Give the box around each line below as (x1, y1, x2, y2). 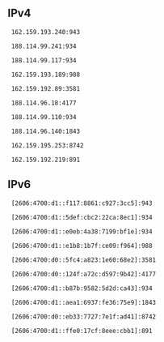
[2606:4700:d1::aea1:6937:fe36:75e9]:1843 (11, 298, 157, 306)
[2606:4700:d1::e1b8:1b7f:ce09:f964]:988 (11, 242, 153, 250)
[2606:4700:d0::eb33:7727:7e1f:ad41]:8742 (11, 312, 157, 321)
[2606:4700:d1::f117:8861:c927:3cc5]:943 (11, 199, 153, 207)
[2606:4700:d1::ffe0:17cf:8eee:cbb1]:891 (11, 327, 153, 335)
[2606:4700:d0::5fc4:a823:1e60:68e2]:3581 (11, 255, 157, 264)
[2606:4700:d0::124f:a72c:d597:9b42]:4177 (11, 270, 157, 278)
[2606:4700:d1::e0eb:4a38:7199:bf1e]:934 (11, 227, 153, 236)
